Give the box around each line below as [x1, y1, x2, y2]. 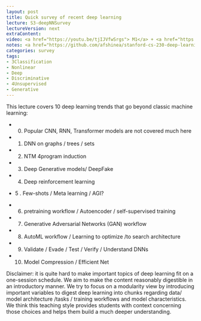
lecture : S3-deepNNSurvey [6, 20, 71, 26]
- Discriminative [6, 75, 50, 81]
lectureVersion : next [6, 25, 60, 32]
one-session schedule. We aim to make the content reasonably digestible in [6, 276, 193, 283]
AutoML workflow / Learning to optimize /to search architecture [23, 233, 181, 240]
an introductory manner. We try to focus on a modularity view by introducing [6, 282, 194, 290]
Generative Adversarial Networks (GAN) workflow [23, 220, 147, 227]
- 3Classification [6, 59, 52, 65]
